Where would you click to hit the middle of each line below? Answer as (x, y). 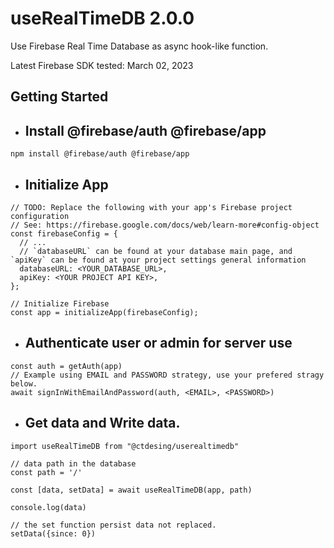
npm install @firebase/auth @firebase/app (100, 154)
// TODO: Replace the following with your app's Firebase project (151, 207)
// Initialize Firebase (60, 303)
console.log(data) (48, 507)
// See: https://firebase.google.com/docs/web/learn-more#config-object (165, 225)
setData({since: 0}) (53, 533)
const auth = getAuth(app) (66, 366)
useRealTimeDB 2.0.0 (102, 18)
